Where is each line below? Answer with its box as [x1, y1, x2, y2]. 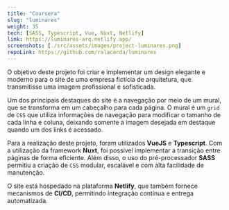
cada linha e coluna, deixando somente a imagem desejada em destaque [7, 118, 216, 126]
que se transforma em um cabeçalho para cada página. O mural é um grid [7, 103, 220, 112]
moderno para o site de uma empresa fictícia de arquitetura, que [7, 75, 192, 83]
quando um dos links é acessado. [7, 125, 103, 134]
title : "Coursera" [7, 10, 60, 17]
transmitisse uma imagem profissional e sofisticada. [7, 82, 156, 91]
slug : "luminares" [7, 17, 60, 24]
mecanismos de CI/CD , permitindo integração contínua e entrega [7, 189, 194, 198]
